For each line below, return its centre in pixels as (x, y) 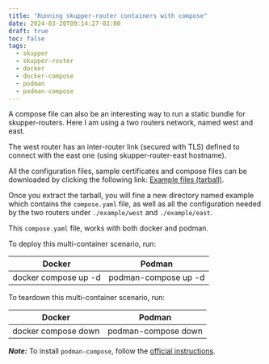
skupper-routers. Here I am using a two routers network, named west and (131, 123)
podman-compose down (156, 331)
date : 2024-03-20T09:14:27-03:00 (65, 23)
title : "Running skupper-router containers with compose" (108, 16)
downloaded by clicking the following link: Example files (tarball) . (116, 180)
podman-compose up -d (157, 277)
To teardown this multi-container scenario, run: (87, 298)
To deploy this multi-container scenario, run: (82, 244)
